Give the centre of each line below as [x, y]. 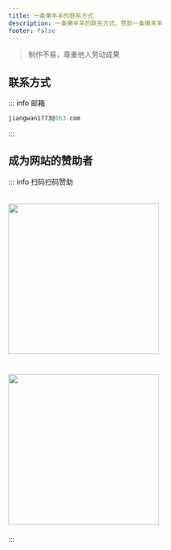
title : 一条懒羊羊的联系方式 [51, 16]
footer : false [32, 31]
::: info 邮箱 [27, 103]
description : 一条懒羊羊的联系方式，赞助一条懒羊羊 [85, 23]
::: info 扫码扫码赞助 [41, 181]
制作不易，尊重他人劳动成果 [74, 55]
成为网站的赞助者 [51, 161]
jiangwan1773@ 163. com [45, 118]
